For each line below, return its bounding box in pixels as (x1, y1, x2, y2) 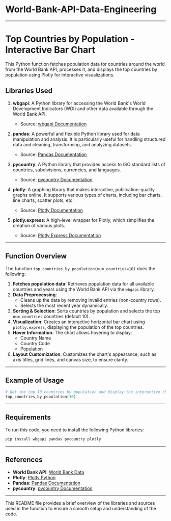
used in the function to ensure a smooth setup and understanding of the (5, 505, 156, 511)
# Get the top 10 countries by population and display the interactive (5, 389, 160, 395)
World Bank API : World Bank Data (12, 469, 84, 475)
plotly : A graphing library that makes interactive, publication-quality (12, 186, 155, 192)
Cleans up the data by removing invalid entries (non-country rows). (20, 297, 161, 303)
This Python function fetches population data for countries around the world (5, 61, 165, 67)
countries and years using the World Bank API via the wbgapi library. (12, 286, 155, 292)
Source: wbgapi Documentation (20, 121, 87, 127)
